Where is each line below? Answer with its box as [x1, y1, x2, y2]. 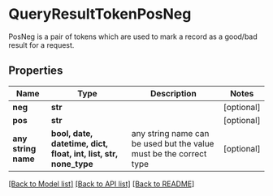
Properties [8, 64, 63, 78]
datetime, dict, [51, 138, 108, 149]
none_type [51, 158, 93, 169]
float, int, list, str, [51, 147, 118, 159]
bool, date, [51, 127, 93, 138]
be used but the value [131, 138, 214, 149]
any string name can [131, 127, 210, 138]
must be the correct [131, 147, 207, 159]
